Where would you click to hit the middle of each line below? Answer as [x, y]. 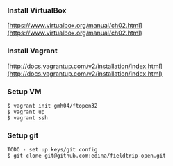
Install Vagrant [32, 51]
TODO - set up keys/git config [52, 150]
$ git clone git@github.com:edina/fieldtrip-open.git [87, 156]
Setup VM [24, 91]
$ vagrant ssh [28, 118]
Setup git [23, 135]
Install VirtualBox [37, 10]
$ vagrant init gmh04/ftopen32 [52, 106]
